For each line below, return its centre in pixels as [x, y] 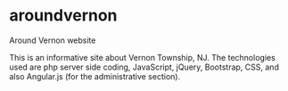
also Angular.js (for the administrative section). [95, 76]
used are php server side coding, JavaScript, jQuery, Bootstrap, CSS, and [144, 67]
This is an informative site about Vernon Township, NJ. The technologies [143, 57]
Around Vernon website [53, 40]
